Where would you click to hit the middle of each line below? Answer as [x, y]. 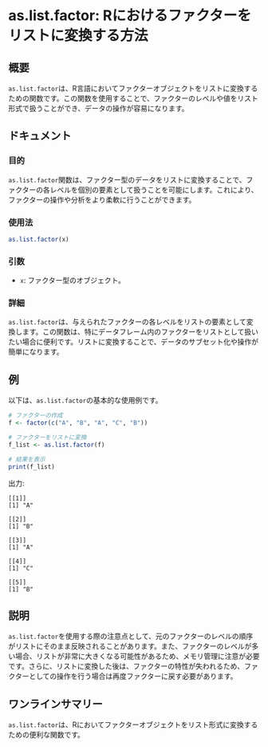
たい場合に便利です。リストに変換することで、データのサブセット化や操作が [134, 342]
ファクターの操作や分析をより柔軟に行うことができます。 [102, 199]
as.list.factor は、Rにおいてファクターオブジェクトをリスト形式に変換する [133, 725]
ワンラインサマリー [55, 704]
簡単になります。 [36, 352]
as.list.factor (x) [39, 239]
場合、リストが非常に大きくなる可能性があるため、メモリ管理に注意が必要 [137, 657]
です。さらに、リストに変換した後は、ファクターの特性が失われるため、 [126, 666]
